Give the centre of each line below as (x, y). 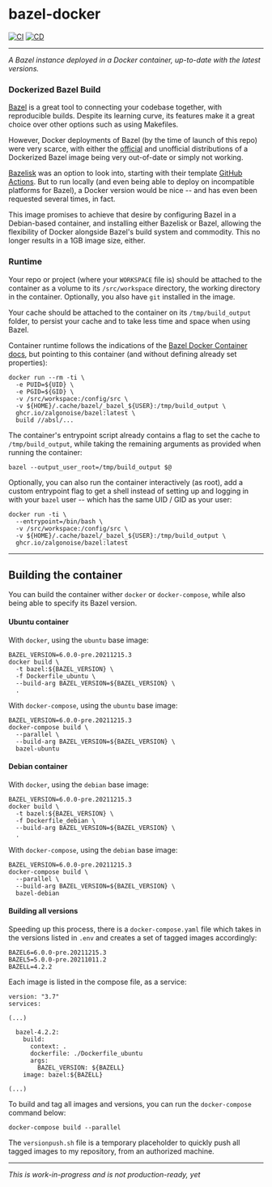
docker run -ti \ (38, 514)
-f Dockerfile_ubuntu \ (55, 676)
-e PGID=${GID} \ (45, 391)
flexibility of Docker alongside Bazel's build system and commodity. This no (134, 232)
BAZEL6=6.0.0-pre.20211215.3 (57, 953)
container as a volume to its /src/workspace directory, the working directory (134, 288)
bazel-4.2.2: (38, 1032)
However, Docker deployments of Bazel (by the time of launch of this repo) (133, 140)
